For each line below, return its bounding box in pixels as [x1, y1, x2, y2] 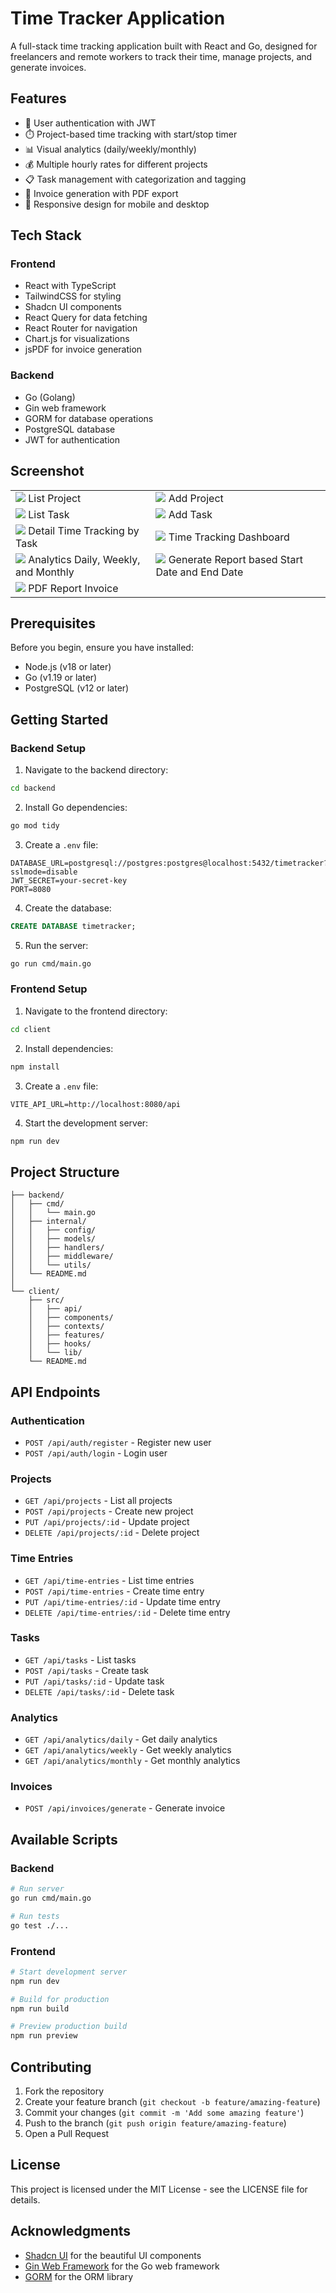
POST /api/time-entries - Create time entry [24, 1585, 205, 1597]
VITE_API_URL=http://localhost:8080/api [10, 1099, 182, 1109]
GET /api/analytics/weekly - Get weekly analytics [24, 1744, 232, 1756]
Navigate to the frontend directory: [24, 1005, 168, 1017]
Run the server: [24, 939, 89, 951]
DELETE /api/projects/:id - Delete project [24, 1527, 200, 1539]
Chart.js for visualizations [24, 333, 130, 345]
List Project [28, 491, 82, 505]
